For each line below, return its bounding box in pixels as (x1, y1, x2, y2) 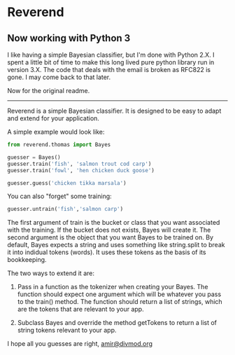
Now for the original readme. (7, 87, 90, 95)
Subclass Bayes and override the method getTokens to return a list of (17, 319, 218, 327)
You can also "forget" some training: (7, 192, 112, 200)
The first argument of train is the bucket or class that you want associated (7, 218, 220, 227)
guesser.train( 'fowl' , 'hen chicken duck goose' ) (7, 167, 155, 174)
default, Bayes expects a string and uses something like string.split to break (7, 241, 225, 249)
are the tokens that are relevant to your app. (17, 305, 145, 314)
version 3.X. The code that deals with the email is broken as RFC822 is (7, 66, 211, 74)
